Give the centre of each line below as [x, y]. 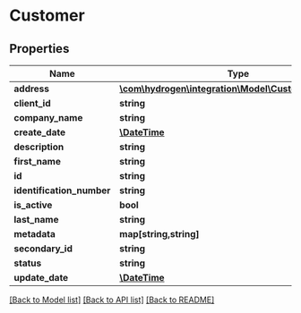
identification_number [62, 190]
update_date [41, 278]
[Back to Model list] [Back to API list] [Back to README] [112, 300]
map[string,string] [159, 234]
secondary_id [43, 249]
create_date [39, 132]
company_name [48, 118]
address [32, 89]
